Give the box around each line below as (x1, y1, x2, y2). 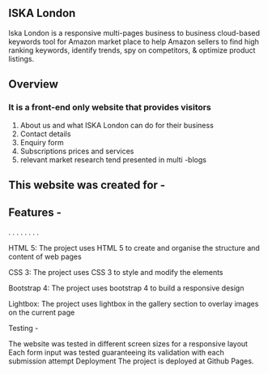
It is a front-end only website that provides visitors (8, 101, 212, 113)
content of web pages (8, 251, 83, 261)
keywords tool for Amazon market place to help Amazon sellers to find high (8, 37, 259, 46)
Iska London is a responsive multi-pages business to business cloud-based (8, 28, 261, 37)
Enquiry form (19, 137, 64, 147)
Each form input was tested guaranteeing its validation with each (8, 347, 224, 357)
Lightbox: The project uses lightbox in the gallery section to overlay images (8, 299, 259, 308)
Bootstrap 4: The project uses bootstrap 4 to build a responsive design (8, 283, 245, 293)
